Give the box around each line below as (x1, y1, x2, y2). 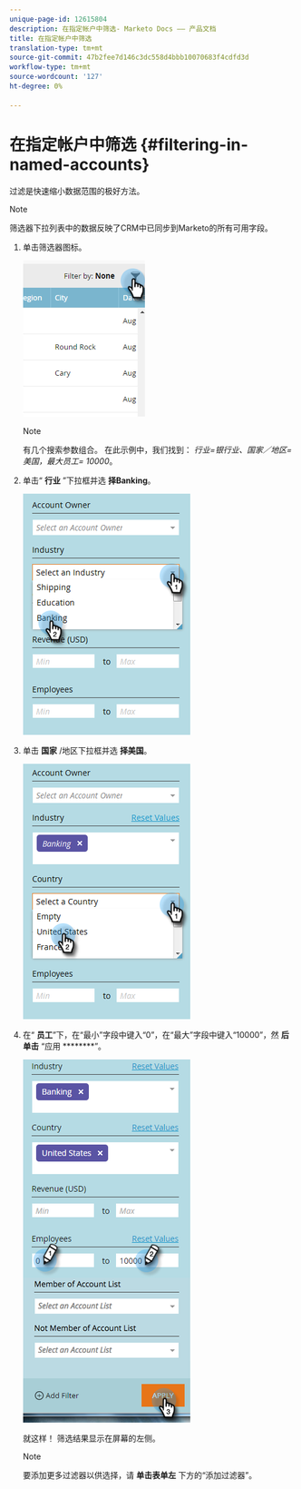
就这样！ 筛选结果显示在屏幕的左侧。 (22, 1433, 160, 1444)
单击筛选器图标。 (22, 242, 87, 252)
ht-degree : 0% (9, 82, 63, 91)
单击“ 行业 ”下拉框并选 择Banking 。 (22, 475, 156, 486)
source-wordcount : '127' (9, 73, 103, 82)
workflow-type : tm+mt (9, 63, 92, 72)
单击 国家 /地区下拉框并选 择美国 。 (22, 744, 152, 755)
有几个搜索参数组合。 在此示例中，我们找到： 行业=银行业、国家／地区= (22, 444, 293, 455)
